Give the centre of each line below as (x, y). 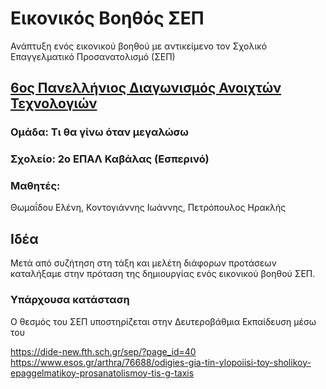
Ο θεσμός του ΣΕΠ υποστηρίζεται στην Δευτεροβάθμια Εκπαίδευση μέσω (163, 321)
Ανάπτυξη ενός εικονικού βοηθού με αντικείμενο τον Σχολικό (139, 46)
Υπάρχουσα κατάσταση (70, 300)
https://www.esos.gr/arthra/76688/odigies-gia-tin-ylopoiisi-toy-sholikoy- (161, 362)
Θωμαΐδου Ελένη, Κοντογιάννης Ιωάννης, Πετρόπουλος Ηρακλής (148, 208)
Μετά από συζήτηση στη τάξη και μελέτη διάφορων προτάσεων (143, 263)
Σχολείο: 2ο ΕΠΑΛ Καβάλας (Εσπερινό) (110, 159)
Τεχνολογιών (54, 103)
